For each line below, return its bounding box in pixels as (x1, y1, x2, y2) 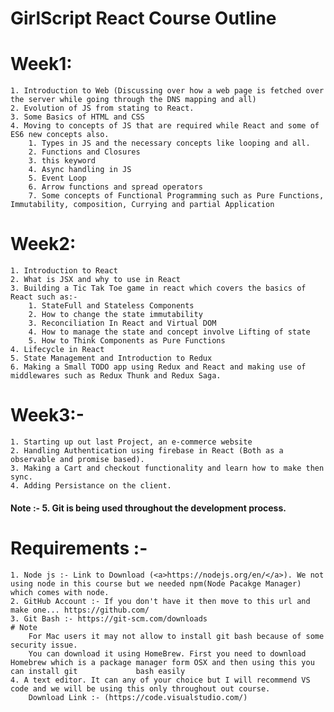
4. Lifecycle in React (10, 345, 105, 355)
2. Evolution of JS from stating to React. (10, 103, 195, 114)
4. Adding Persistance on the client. (10, 481, 172, 491)
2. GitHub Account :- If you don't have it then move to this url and (10, 596, 311, 606)
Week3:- (10, 404, 85, 427)
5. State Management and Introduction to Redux (10, 353, 213, 364)
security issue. (10, 640, 78, 650)
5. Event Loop (28, 173, 87, 184)
